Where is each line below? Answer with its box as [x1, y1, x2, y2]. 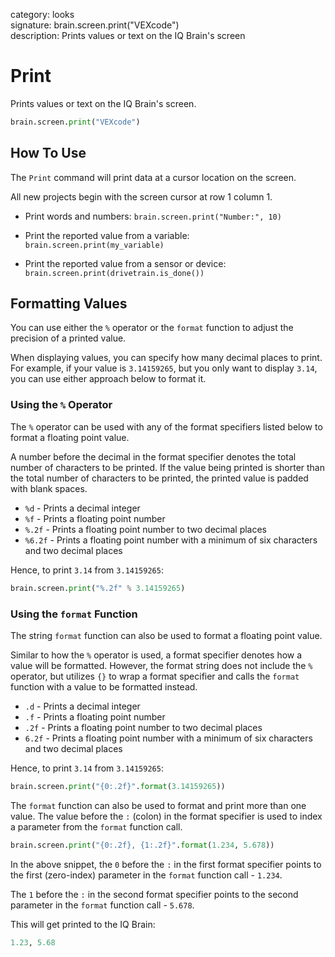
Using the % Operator [10, 398, 113, 412]
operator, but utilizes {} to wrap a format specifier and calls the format [10, 670, 300, 682]
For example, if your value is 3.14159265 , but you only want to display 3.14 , [10, 362, 318, 374]
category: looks [10, 9, 75, 20]
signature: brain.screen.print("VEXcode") [10, 19, 180, 31]
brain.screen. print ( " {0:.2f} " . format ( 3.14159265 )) [10, 781, 226, 791]
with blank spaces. [10, 482, 88, 494]
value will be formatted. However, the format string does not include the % [10, 659, 313, 671]
